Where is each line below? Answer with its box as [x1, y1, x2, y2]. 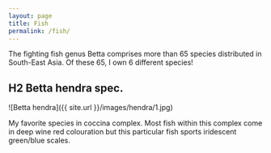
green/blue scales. [8, 135, 70, 146]
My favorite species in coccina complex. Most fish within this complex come [8, 118, 263, 128]
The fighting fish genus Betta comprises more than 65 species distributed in [8, 49, 262, 59]
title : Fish [8, 19, 49, 28]
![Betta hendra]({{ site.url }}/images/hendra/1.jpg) [8, 103, 174, 113]
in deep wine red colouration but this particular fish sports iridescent [8, 127, 237, 137]
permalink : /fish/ [8, 27, 70, 35]
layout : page [8, 11, 53, 20]
